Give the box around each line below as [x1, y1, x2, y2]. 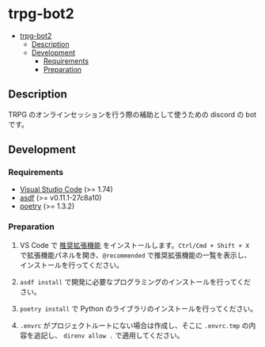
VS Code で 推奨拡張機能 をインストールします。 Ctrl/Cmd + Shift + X [19, 240, 250, 250]
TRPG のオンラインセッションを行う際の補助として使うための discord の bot [8, 109, 257, 119]
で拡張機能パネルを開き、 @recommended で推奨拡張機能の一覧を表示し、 [19, 250, 252, 260]
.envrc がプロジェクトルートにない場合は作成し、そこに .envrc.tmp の [19, 320, 249, 330]
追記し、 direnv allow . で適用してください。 [33, 330, 184, 340]
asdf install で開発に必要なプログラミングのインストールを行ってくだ [19, 276, 252, 286]
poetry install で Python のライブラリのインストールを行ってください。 [19, 303, 257, 313]
